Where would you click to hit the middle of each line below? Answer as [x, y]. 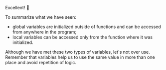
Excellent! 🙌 [17, 8]
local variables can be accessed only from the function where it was [83, 37]
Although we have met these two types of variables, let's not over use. [78, 52]
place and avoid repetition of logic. [41, 62]
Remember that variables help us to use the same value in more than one [80, 57]
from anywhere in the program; [44, 32]
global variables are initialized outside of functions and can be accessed [86, 27]
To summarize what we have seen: [41, 17]
